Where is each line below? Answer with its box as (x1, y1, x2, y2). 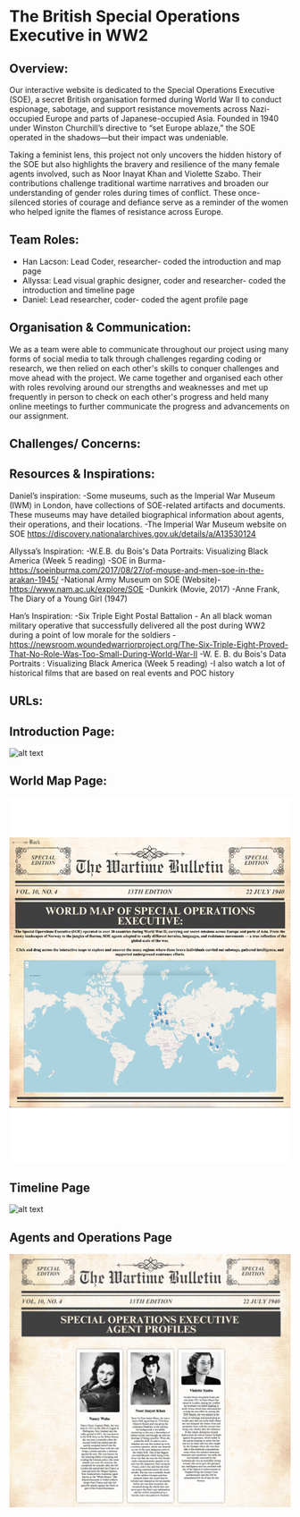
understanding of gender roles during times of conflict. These (9, 188, 237, 198)
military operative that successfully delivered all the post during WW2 (9, 620, 266, 631)
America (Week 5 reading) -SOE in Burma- (9, 555, 166, 565)
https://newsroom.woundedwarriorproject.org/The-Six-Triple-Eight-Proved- (9, 639, 288, 649)
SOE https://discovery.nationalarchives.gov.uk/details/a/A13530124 (9, 528, 256, 538)
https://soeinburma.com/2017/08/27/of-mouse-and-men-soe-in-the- (9, 564, 265, 575)
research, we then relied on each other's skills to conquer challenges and (9, 362, 279, 373)
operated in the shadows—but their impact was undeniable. (9, 132, 229, 142)
